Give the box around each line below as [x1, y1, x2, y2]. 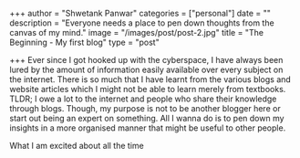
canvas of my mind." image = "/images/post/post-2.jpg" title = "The [9, 27, 264, 37]
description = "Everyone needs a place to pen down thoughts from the [9, 17, 275, 28]
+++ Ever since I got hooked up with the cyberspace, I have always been [9, 55, 284, 65]
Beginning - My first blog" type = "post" [9, 37, 160, 47]
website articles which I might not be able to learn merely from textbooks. [9, 84, 286, 94]
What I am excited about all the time [9, 141, 144, 151]
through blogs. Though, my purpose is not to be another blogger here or [9, 103, 281, 113]
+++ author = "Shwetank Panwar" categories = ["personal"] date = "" [9, 8, 271, 18]
